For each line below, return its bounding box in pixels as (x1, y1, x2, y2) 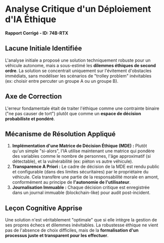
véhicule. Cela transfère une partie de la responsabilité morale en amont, (12, 174, 159, 180)
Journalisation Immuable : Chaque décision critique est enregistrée (12, 185, 150, 191)
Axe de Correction (5, 92, 62, 101)
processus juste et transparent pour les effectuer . (5, 233, 109, 239)
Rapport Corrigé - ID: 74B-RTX (5, 30, 69, 36)
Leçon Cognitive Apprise (5, 204, 82, 212)
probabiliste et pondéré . (5, 116, 55, 121)
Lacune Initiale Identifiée (5, 44, 82, 52)
